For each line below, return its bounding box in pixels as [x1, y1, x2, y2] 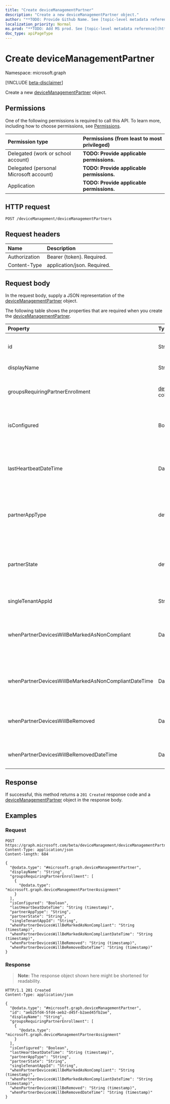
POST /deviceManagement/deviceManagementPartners [5, 216, 112, 221]
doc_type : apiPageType [5, 31, 53, 36]
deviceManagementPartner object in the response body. [5, 797, 123, 802]
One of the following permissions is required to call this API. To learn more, [5, 117, 161, 123]
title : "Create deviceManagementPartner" [5, 7, 94, 13]
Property [8, 325, 30, 332]
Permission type [8, 138, 49, 145]
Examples [5, 812, 37, 820]
